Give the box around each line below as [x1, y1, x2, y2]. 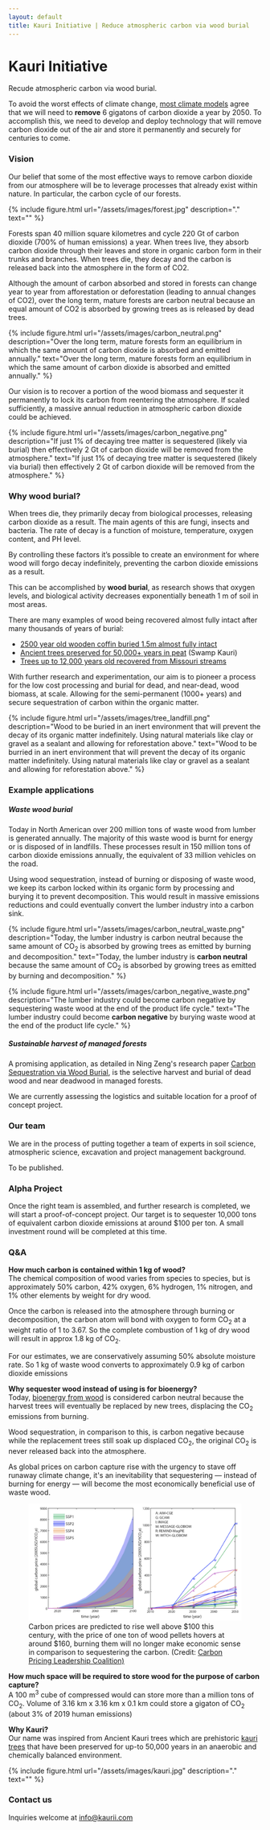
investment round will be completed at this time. [8, 1227, 167, 1237]
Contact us [8, 1794, 52, 1805]
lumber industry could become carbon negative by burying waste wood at [8, 1011, 256, 1021]
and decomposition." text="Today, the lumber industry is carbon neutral [8, 951, 247, 961]
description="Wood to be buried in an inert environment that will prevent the [8, 722, 261, 732]
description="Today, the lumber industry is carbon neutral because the [8, 933, 243, 942]
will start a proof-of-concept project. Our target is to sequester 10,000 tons [8, 1210, 257, 1220]
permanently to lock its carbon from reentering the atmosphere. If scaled [8, 395, 250, 404]
